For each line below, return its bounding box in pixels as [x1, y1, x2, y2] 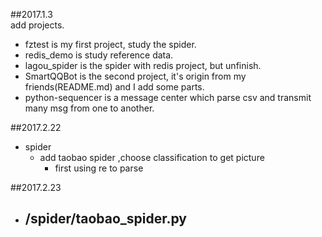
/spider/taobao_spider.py [24, 210, 188, 228]
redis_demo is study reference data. [24, 49, 174, 61]
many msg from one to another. [24, 102, 155, 114]
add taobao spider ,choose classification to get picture [39, 152, 265, 163]
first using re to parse [54, 162, 144, 174]
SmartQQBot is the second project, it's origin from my [24, 70, 247, 82]
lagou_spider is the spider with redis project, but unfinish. [24, 60, 262, 71]
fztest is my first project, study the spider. [24, 39, 197, 50]
